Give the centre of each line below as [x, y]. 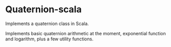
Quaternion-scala [43, 9]
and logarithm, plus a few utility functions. [49, 39]
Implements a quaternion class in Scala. [47, 24]
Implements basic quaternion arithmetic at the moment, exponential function [86, 33]
